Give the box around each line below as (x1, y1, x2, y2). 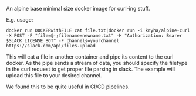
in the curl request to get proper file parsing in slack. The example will (6, 66, 175, 73)
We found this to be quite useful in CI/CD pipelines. (6, 83, 130, 90)
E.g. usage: (6, 16, 33, 23)
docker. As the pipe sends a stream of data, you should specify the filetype (6, 60, 188, 66)
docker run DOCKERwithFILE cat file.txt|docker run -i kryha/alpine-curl (6, 28, 191, 33)
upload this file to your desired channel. (6, 72, 102, 78)
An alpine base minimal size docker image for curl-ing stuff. (6, 5, 151, 12)
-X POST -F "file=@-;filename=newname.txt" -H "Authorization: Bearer (6, 33, 183, 39)
